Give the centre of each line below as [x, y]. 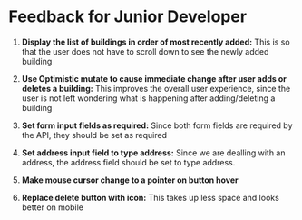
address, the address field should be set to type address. [128, 162]
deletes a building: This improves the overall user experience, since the [156, 88]
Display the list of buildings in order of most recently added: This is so [156, 42]
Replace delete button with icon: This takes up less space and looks [151, 197]
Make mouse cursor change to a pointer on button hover [130, 180]
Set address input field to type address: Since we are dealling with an [154, 153]
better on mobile [52, 207]
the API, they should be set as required [94, 135]
